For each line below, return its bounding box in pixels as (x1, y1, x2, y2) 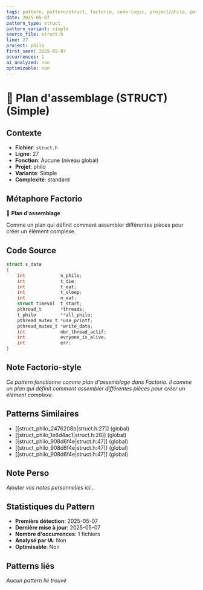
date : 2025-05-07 (6, 15, 50, 21)
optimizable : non (6, 65, 50, 71)
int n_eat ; (17, 295, 77, 301)
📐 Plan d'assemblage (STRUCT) (6, 91, 168, 105)
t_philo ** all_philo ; (17, 312, 94, 318)
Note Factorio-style (6, 362, 82, 372)
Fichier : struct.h (14, 144, 58, 151)
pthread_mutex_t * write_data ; (17, 323, 94, 329)
